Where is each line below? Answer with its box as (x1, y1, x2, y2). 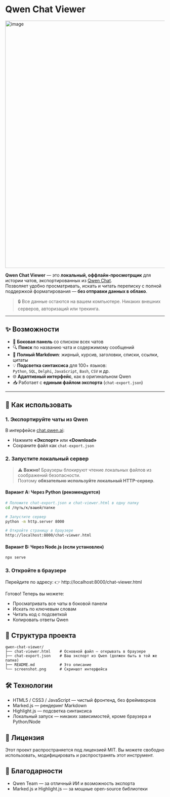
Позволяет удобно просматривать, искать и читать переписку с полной (5, 283, 162, 289)
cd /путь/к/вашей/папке (5, 505, 56, 510)
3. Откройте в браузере (5, 567, 67, 574)
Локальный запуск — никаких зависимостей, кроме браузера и (12, 713, 151, 719)
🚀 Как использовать (5, 401, 72, 409)
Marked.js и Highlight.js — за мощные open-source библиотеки (12, 785, 148, 791)
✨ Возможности (5, 325, 59, 334)
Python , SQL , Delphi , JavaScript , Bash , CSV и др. (12, 368, 110, 374)
